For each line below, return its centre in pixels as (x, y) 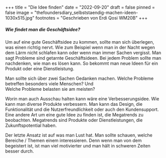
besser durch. (20, 151)
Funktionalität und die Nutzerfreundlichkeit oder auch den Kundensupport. (82, 109)
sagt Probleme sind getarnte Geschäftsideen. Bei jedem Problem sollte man (83, 58)
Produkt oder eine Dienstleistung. (40, 68)
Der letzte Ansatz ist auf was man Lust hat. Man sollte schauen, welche (79, 135)
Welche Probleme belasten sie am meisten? (50, 89)
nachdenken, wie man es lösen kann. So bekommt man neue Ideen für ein (81, 63)
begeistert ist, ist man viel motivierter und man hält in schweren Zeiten (78, 145)
